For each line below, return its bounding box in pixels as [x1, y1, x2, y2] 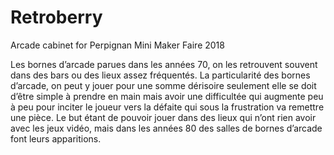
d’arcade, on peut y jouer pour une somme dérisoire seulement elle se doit [10, 79, 317, 91]
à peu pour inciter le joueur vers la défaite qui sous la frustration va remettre [10, 101, 325, 113]
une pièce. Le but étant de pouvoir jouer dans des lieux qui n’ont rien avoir [10, 111, 317, 123]
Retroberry [10, 6, 103, 29]
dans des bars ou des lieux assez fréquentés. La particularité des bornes [10, 69, 311, 81]
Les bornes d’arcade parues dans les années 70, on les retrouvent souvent [10, 58, 318, 70]
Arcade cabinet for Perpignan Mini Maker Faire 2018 [10, 39, 225, 51]
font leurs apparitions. [10, 132, 102, 145]
